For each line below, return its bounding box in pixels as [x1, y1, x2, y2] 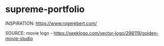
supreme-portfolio [5, 4, 85, 15]
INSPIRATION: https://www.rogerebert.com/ [5, 20, 97, 26]
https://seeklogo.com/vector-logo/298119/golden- [53, 30, 159, 36]
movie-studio [5, 35, 33, 41]
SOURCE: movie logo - [5, 30, 53, 36]
